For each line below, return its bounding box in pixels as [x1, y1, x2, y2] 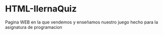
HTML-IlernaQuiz [5, 3, 77, 14]
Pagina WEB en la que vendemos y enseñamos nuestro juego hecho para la [5, 19, 159, 25]
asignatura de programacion [5, 24, 62, 30]
